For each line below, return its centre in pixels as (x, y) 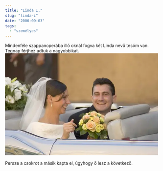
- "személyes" (24, 31)
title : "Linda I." (24, 10)
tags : (11, 26)
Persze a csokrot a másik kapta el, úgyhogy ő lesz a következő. (69, 163)
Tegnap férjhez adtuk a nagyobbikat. (42, 51)
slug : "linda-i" (22, 15)
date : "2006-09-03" (25, 21)
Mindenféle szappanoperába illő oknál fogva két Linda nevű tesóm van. (77, 46)
